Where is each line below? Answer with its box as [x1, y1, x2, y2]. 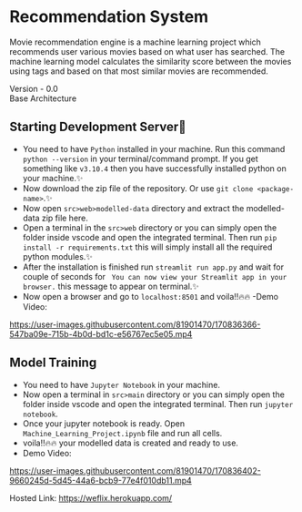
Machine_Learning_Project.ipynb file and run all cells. [22, 427, 223, 438]
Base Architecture [9, 93, 77, 104]
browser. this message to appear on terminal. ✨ [22, 281, 199, 292]
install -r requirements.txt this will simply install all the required [22, 241, 273, 252]
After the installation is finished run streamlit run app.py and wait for [22, 261, 285, 272]
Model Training [9, 355, 97, 371]
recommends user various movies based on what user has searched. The [9, 46, 285, 56]
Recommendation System [9, 6, 209, 27]
